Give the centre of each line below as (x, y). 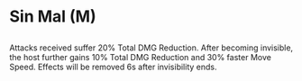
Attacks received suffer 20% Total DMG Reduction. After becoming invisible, (151, 48)
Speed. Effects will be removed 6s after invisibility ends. (113, 67)
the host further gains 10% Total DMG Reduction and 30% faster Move (141, 57)
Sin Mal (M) (53, 17)
